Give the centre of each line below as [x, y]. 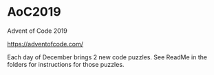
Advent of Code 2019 [37, 31]
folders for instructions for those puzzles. [66, 64]
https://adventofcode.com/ [45, 44]
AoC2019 [34, 12]
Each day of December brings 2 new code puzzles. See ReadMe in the [107, 57]
